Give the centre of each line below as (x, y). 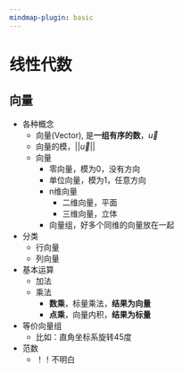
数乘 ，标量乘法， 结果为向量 (100, 303)
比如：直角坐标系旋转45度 (83, 336)
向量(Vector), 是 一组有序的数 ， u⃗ (97, 134)
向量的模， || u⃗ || (65, 146)
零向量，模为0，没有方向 (95, 169)
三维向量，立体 (90, 213)
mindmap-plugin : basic (51, 17)
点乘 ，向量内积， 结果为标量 (100, 314)
